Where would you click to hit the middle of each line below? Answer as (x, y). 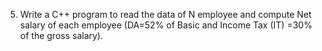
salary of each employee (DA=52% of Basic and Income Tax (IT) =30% (166, 25)
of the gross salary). (61, 35)
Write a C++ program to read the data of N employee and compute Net (165, 14)
